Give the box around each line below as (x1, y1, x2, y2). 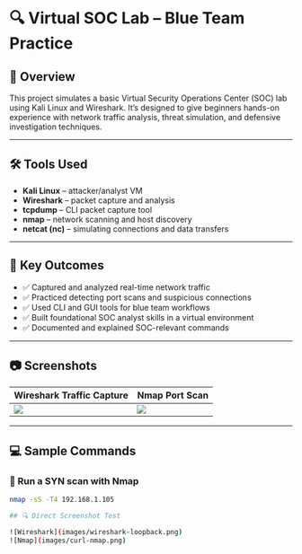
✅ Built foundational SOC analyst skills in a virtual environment (22, 312, 254, 322)
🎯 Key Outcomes (9, 258, 105, 273)
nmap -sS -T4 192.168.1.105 (9, 496, 115, 505)
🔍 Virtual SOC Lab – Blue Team (9, 8, 245, 29)
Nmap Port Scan (137, 389, 209, 401)
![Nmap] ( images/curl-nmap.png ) (9, 536, 127, 545)
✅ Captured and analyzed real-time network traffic (22, 281, 211, 293)
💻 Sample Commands (9, 443, 137, 459)
